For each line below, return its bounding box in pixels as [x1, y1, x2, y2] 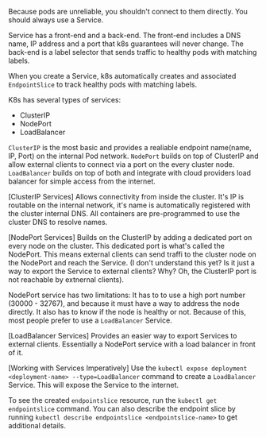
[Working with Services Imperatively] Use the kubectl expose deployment [8, 363, 248, 373]
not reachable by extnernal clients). [8, 275, 125, 284]
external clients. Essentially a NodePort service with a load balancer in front [8, 339, 256, 349]
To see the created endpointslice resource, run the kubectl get [8, 396, 218, 404]
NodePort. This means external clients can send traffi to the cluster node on [8, 249, 256, 259]
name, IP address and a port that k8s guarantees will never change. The [8, 39, 244, 48]
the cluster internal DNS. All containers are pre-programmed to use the [8, 209, 241, 218]
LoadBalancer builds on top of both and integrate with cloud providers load [8, 168, 252, 177]
